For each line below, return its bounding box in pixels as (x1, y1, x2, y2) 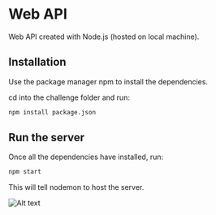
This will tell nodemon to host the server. (8, 183, 145, 192)
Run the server (8, 131, 85, 144)
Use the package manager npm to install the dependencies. (8, 76, 209, 86)
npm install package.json (8, 108, 96, 116)
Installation (8, 55, 67, 69)
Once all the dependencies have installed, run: (8, 152, 164, 162)
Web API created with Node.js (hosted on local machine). (8, 32, 200, 41)
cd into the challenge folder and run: (8, 92, 130, 102)
